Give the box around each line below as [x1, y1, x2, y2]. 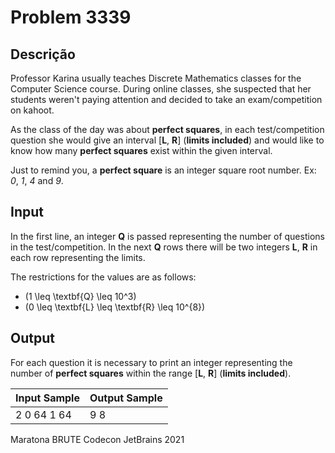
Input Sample [15, 391, 80, 405]
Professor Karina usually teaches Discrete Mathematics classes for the [10, 72, 302, 84]
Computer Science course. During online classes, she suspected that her [10, 83, 312, 95]
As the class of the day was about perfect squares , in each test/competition [10, 124, 325, 135]
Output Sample [89, 391, 163, 405]
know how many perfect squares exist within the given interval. [10, 145, 273, 156]
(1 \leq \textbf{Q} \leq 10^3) [24, 290, 137, 302]
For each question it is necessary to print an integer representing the [10, 356, 293, 368]
